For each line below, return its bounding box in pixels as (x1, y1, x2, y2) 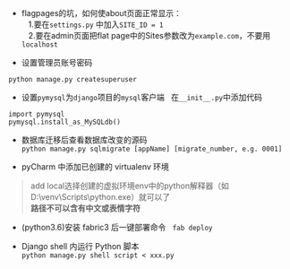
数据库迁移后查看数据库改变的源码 (21, 134, 148, 145)
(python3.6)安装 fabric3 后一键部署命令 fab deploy (21, 222, 213, 232)
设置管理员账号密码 (21, 57, 93, 67)
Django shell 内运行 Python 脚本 (21, 241, 140, 251)
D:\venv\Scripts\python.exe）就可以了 (30, 192, 171, 202)
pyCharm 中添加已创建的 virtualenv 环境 (21, 161, 169, 172)
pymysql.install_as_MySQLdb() (8, 117, 122, 126)
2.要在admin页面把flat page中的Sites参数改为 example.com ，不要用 (28, 30, 270, 40)
